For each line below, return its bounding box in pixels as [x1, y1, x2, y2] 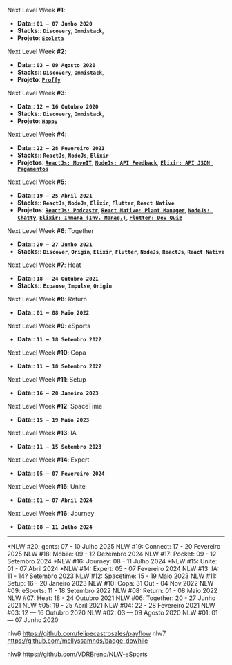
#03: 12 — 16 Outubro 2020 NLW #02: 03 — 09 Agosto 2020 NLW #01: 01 [7, 608, 218, 617]
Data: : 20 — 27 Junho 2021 [17, 240, 93, 248]
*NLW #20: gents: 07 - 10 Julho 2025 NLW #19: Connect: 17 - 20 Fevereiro [7, 543, 221, 550]
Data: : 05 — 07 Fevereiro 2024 [17, 469, 105, 477]
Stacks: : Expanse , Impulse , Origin [17, 281, 113, 290]
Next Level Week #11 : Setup [7, 375, 86, 383]
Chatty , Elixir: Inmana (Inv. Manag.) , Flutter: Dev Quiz [17, 214, 182, 221]
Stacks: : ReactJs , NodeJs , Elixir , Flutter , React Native [17, 198, 175, 207]
